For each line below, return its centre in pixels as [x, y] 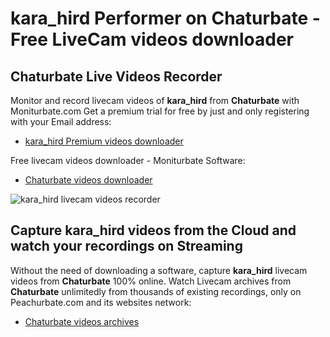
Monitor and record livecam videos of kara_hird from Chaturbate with [155, 100]
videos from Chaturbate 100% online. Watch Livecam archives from [151, 281]
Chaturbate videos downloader [88, 180]
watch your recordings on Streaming [126, 246]
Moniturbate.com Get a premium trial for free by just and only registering [160, 111]
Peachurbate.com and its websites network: [101, 302]
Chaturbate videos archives [82, 321]
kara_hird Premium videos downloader [104, 141]
